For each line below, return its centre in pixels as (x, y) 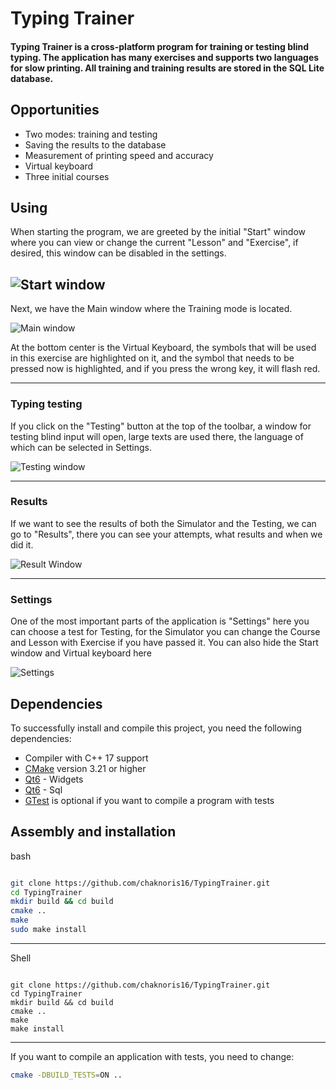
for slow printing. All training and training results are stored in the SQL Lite (167, 68)
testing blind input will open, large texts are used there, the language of (157, 436)
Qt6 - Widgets (54, 779)
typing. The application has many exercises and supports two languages (165, 57)
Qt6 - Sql (43, 789)
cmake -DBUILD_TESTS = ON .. (66, 1075)
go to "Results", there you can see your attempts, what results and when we (166, 534)
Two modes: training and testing (91, 134)
